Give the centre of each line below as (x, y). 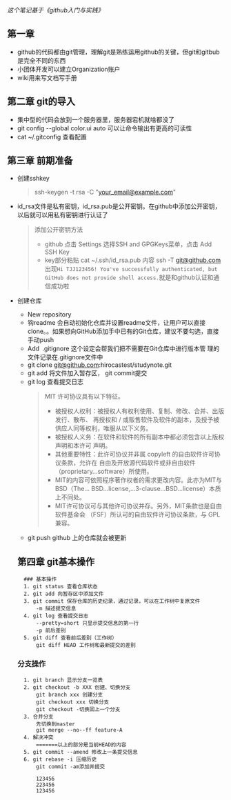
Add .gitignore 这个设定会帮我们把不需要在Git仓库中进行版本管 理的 (123, 349)
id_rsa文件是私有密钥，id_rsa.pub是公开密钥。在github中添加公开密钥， (119, 206)
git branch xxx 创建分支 (69, 694)
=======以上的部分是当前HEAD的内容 (81, 744)
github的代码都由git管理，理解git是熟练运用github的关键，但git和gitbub (118, 52)
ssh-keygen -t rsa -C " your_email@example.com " (105, 192)
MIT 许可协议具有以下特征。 (84, 397)
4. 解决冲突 (39, 737)
